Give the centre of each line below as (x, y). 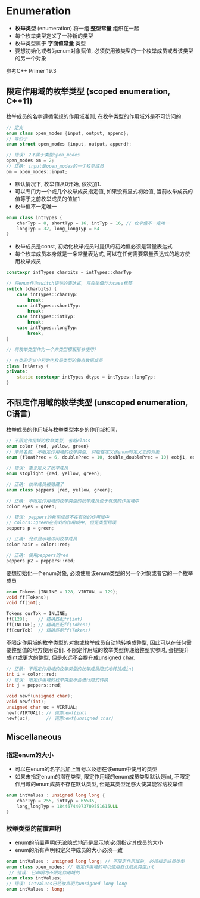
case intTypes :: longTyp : (48, 328)
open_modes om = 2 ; (30, 161)
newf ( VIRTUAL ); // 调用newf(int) (47, 713)
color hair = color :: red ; (38, 545)
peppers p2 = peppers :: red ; (41, 561)
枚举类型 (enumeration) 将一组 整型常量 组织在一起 (77, 28)
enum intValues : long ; (36, 889)
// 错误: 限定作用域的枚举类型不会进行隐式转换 (57, 680)
